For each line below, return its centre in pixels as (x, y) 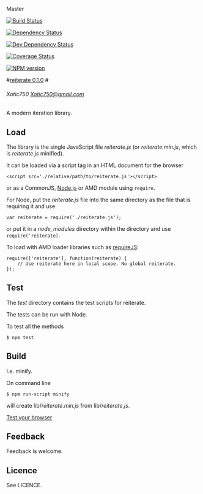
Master (15, 9)
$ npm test (20, 337)
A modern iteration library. (39, 113)
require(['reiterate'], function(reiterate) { (67, 259)
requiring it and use (31, 206)
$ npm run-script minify (38, 394)
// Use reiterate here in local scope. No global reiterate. (97, 264)
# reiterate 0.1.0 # (28, 80)
